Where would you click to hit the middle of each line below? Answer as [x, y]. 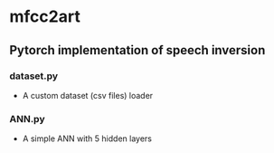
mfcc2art [45, 17]
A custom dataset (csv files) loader [88, 95]
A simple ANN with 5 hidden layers [87, 139]
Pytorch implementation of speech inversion [137, 50]
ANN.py [27, 119]
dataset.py [34, 76]
